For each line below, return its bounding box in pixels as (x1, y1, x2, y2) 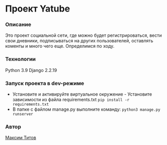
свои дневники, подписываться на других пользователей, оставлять (5, 38, 153, 44)
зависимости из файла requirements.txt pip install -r (12, 97, 130, 103)
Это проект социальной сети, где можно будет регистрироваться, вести (5, 32, 162, 38)
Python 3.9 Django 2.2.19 (5, 67, 57, 73)
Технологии (5, 56, 36, 63)
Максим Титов (5, 134, 36, 141)
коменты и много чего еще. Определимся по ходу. (5, 43, 115, 49)
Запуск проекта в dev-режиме (5, 80, 85, 87)
